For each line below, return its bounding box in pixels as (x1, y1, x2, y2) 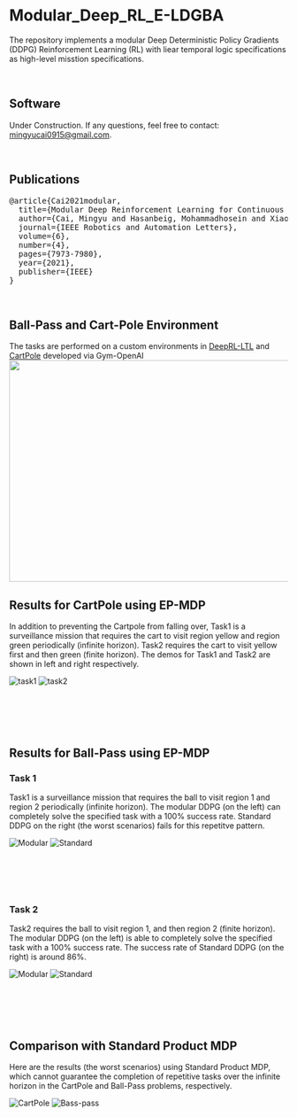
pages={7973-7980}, (18, 249, 103, 259)
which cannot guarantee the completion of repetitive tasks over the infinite (9, 1071, 281, 1082)
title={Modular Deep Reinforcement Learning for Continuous (18, 205, 285, 214)
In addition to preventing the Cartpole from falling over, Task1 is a (9, 621, 246, 632)
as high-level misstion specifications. (9, 53, 144, 64)
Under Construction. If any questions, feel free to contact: (9, 120, 220, 130)
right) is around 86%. (9, 951, 87, 962)
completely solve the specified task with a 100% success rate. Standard (9, 811, 271, 821)
